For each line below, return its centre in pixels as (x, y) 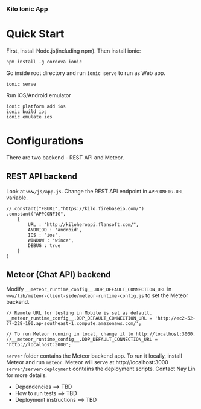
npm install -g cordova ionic (44, 62)
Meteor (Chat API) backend (59, 275)
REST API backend (42, 177)
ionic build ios (27, 111)
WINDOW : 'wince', (51, 240)
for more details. (27, 375)
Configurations (45, 141)
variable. (17, 198)
